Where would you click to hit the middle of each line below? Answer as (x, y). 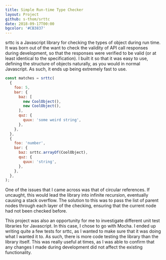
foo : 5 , (22, 87)
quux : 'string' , (40, 162)
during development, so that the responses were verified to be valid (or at (81, 53)
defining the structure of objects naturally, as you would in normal (73, 64)
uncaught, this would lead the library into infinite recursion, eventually (77, 195)
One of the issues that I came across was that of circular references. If (78, 190)
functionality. (19, 253)
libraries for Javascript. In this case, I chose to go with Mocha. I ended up (81, 226)
